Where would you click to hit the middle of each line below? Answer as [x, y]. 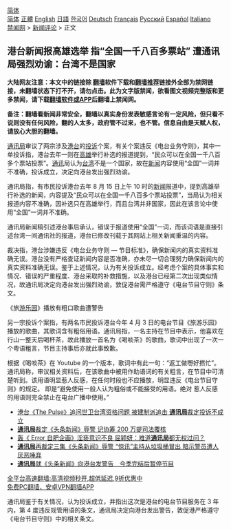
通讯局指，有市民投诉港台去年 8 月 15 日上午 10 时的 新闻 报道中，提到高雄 [111, 186]
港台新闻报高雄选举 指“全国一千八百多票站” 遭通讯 [113, 51]
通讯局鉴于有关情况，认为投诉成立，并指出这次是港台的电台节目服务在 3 [109, 501]
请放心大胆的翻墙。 [34, 131]
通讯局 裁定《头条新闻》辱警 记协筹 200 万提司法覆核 [91, 429]
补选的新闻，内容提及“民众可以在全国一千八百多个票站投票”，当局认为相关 [118, 195]
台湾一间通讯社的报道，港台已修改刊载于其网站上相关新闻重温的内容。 [112, 235]
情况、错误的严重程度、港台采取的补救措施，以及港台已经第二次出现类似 [109, 276]
